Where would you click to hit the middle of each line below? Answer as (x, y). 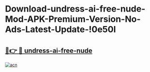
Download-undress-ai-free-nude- (75, 9)
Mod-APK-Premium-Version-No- (73, 19)
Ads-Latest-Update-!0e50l (60, 29)
